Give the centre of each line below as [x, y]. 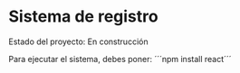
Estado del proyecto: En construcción [78, 41]
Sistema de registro [84, 17]
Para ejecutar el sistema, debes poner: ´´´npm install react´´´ [120, 59]
